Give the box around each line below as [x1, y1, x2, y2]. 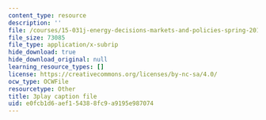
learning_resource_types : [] [8, 63, 104, 71]
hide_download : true [8, 48, 77, 56]
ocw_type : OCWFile [8, 77, 69, 85]
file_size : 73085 [8, 33, 66, 42]
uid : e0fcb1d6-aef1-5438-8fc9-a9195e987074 [8, 99, 154, 107]
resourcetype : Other [8, 84, 77, 93]
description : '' [8, 19, 62, 27]
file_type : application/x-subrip [8, 41, 119, 49]
